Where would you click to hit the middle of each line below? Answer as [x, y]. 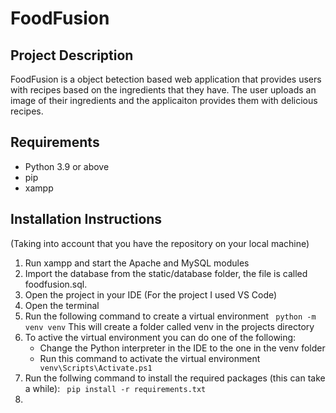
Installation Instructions [86, 219]
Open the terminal [62, 305]
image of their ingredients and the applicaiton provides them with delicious [164, 100]
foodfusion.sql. [56, 284]
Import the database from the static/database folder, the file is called [166, 273]
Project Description [72, 55]
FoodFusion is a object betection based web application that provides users [166, 79]
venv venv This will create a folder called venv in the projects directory [169, 326]
